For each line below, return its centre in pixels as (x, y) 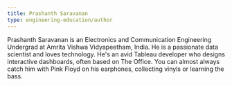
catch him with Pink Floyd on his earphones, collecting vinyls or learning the (116, 69)
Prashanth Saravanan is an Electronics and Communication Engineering (109, 39)
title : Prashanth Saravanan (48, 13)
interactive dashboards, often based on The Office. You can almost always (114, 61)
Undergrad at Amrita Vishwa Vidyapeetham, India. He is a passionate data (113, 47)
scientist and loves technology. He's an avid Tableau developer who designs (116, 54)
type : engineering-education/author (60, 20)
